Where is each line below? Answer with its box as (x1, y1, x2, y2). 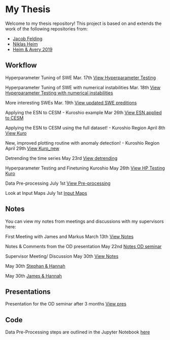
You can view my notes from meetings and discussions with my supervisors (5, 218, 164, 224)
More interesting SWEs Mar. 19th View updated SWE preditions (5, 99, 137, 106)
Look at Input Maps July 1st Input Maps (5, 190, 87, 196)
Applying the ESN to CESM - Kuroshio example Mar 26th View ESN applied (5, 109, 162, 115)
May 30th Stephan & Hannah (5, 263, 66, 269)
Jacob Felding (12, 36, 43, 42)
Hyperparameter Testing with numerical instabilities (5, 90, 113, 96)
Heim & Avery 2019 (12, 46, 53, 52)
